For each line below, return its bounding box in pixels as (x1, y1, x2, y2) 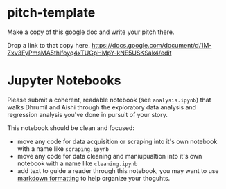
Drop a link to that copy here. (7, 41, 90, 49)
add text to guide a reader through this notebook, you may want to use (17, 166, 219, 174)
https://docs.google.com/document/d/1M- (91, 41, 212, 49)
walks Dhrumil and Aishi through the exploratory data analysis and (7, 102, 196, 111)
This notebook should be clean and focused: (7, 123, 135, 132)
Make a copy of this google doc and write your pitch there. (7, 28, 175, 36)
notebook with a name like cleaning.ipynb (17, 159, 138, 168)
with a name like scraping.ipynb (17, 144, 110, 153)
